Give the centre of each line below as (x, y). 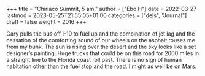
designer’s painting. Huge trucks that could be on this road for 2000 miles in (103, 53)
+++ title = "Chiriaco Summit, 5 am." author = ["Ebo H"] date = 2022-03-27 (102, 9)
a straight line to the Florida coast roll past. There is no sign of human (94, 60)
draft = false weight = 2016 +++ (47, 22)
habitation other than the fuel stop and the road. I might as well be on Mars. (102, 66)
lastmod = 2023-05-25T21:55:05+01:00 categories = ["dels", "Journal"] (97, 15)
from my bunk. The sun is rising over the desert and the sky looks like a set (101, 47)
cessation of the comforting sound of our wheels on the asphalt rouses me (101, 40)
